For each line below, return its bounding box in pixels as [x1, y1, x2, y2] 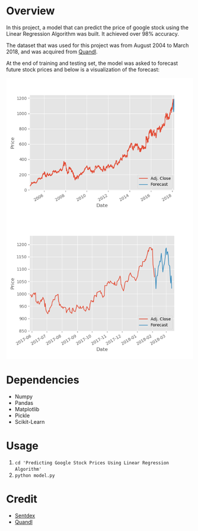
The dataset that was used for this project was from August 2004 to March [6, 42, 189, 49]
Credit [6, 492, 37, 505]
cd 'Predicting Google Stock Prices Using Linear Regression [14, 460, 170, 466]
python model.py [14, 472, 55, 479]
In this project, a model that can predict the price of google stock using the [6, 24, 189, 31]
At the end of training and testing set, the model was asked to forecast [6, 60, 178, 67]
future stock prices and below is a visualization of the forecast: [6, 65, 160, 73]
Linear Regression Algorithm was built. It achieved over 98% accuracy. [6, 30, 179, 37]
